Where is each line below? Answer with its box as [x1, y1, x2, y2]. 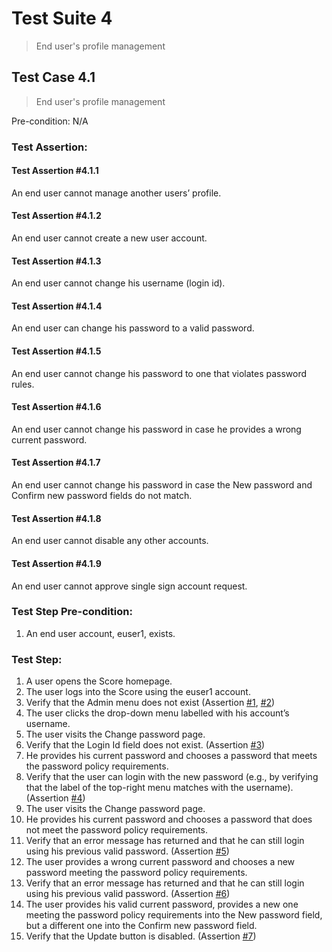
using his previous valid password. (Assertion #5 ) [25, 845, 230, 857]
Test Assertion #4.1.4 [11, 300, 103, 312]
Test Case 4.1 [11, 69, 96, 86]
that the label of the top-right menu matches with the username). [25, 782, 294, 794]
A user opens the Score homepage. [25, 675, 173, 687]
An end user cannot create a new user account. [11, 232, 208, 244]
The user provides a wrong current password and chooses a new [25, 856, 296, 868]
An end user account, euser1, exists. [25, 627, 176, 639]
